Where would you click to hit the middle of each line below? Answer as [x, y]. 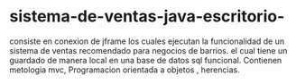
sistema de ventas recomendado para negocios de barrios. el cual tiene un [148, 50]
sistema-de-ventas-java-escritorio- [147, 17]
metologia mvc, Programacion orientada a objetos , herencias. [125, 70]
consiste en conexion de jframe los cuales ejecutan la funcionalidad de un [147, 41]
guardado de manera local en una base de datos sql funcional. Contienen [146, 60]
